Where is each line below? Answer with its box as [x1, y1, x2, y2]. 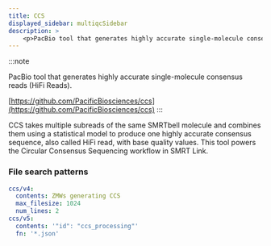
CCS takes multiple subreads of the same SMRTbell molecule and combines [8, 120, 261, 130]
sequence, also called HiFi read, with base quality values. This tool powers [8, 138, 256, 148]
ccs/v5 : [8, 215, 35, 223]
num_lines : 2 [15, 207, 60, 215]
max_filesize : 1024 [15, 199, 81, 208]
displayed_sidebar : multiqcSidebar [8, 19, 128, 27]
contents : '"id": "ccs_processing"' [15, 222, 139, 230]
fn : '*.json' [15, 229, 60, 238]
